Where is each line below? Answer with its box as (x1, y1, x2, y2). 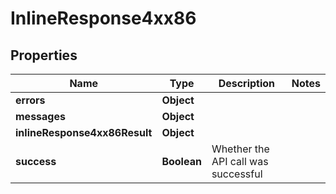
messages (15, 110, 66, 123)
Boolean (161, 155, 202, 168)
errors (15, 93, 46, 107)
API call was (211, 155, 269, 168)
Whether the (211, 142, 270, 156)
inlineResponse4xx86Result (15, 126, 153, 139)
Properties (10, 47, 78, 64)
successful (211, 167, 263, 181)
